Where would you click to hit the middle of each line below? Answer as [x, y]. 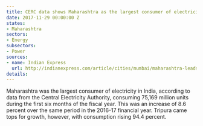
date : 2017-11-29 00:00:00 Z [43, 18]
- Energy [17, 40]
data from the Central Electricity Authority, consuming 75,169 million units [98, 98]
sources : [17, 57]
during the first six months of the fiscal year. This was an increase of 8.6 [96, 104]
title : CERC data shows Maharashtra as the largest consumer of [89, 12]
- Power [16, 51]
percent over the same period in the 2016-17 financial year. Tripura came [97, 110]
